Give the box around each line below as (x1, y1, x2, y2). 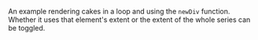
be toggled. (8, 24, 46, 32)
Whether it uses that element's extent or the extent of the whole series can (8, 15, 251, 24)
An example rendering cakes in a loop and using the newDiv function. (8, 7, 230, 16)
